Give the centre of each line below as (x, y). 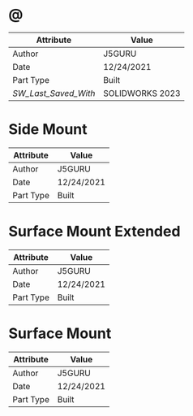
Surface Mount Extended (94, 232)
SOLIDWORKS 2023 (142, 93)
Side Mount (48, 130)
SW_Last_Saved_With (54, 93)
